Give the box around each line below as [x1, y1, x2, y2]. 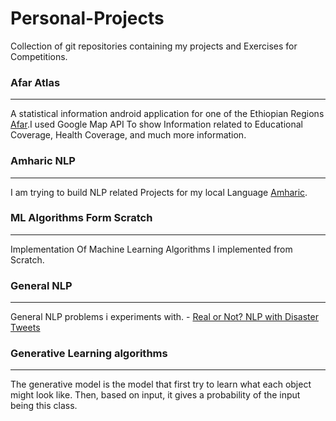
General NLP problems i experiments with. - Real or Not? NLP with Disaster [10, 311, 319, 323]
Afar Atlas [10, 75, 61, 89]
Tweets [10, 322, 41, 334]
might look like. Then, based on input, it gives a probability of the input [10, 389, 301, 401]
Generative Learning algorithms [10, 347, 168, 361]
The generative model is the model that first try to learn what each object [10, 378, 312, 391]
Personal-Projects [10, 7, 165, 30]
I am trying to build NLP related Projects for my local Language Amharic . [10, 186, 308, 198]
